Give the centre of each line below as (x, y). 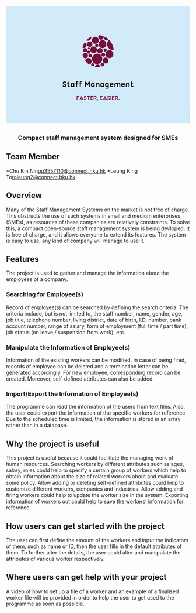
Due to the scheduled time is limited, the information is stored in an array (93, 419)
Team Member (33, 157)
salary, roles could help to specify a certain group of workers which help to (96, 470)
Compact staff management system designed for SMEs (98, 138)
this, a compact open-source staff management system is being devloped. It (98, 228)
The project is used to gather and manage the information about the (87, 273)
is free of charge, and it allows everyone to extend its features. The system (96, 234)
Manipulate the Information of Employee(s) (68, 347)
